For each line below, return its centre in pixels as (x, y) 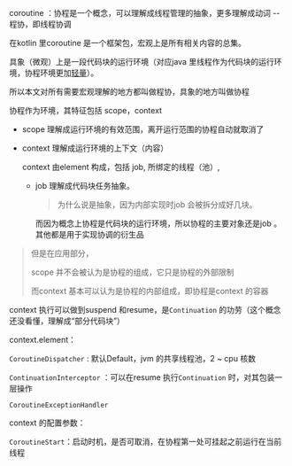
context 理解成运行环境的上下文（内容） (95, 148)
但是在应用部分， (62, 253)
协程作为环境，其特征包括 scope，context (85, 110)
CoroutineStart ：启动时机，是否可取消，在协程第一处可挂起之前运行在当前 (146, 442)
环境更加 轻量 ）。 (69, 73)
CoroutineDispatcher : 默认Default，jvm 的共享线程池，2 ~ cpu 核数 (133, 358)
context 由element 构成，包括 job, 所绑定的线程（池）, (121, 167)
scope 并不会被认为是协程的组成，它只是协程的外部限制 (132, 272)
